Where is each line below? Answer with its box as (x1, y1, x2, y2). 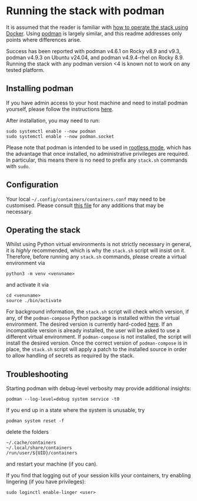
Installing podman (6, 84, 74, 94)
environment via (6, 260, 45, 267)
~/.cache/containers (6, 440, 57, 446)
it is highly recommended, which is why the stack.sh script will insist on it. (6, 247, 186, 254)
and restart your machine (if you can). (6, 460, 98, 467)
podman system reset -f (6, 418, 65, 424)
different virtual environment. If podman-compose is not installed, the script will (6, 333, 191, 340)
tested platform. (6, 66, 45, 73)
